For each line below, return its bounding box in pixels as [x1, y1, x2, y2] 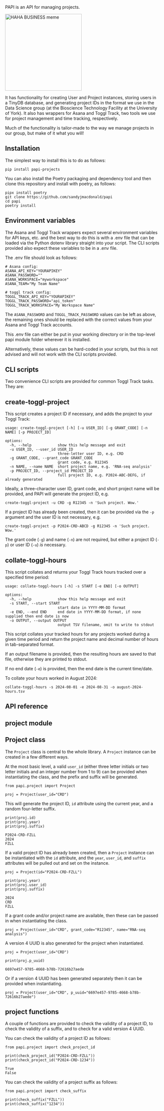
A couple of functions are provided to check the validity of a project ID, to [5, 1021, 153, 1027]
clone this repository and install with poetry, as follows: [5, 181, 116, 186]
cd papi [5, 199, 21, 204]
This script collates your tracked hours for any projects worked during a [5, 631, 150, 637]
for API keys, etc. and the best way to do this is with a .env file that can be [5, 235, 154, 240]
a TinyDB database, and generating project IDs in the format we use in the [5, 100, 154, 106]
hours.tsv [5, 689, 25, 694]
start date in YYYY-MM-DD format [57, 606, 126, 610]
